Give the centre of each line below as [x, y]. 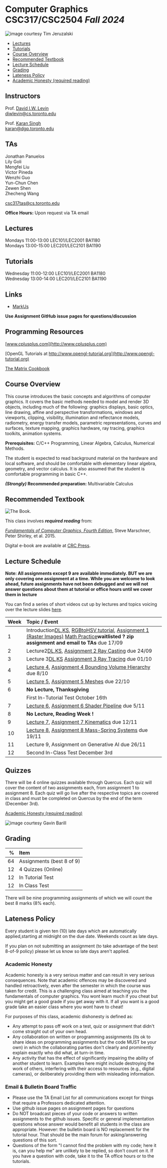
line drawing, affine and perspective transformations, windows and [74, 412]
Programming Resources [44, 332]
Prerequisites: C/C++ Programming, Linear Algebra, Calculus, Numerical [80, 443]
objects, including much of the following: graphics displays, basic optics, [80, 407]
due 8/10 [37, 674]
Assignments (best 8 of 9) [50, 861]
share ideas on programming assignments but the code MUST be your [84, 1042]
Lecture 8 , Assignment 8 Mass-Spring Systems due [87, 730]
